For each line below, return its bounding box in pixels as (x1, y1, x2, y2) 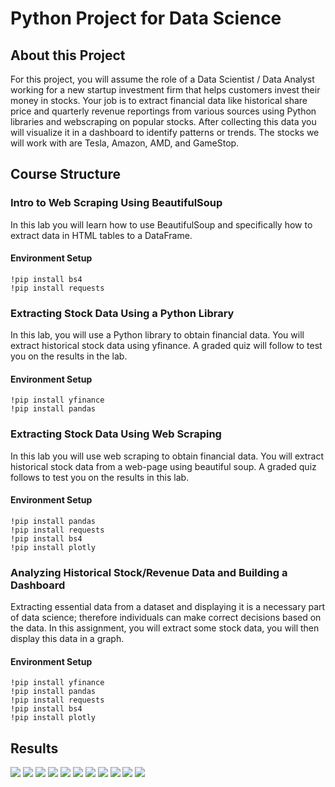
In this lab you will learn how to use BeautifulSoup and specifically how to (10, 218, 313, 231)
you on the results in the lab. (10, 350, 128, 362)
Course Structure (10, 166, 122, 183)
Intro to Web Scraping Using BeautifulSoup (10, 196, 223, 210)
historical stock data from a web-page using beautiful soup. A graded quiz (10, 460, 317, 472)
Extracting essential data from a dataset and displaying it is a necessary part (10, 601, 326, 613)
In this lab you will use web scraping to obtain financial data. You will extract (10, 450, 324, 462)
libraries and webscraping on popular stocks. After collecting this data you (10, 116, 317, 127)
